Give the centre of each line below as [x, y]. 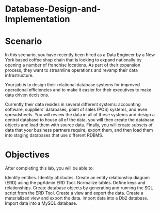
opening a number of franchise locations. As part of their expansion [73, 65]
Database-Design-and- [53, 9]
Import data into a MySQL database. [41, 203]
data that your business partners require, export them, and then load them [79, 130]
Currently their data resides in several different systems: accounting [73, 105]
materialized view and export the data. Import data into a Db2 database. [77, 198]
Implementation [38, 19]
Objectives [27, 155]
